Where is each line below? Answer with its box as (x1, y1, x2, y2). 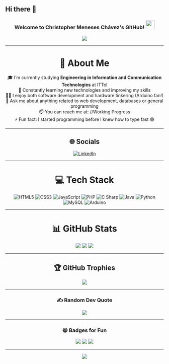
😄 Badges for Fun (62, 327, 107, 334)
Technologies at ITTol (61, 82, 108, 88)
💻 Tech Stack (55, 174, 114, 185)
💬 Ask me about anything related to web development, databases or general (6, 98, 163, 104)
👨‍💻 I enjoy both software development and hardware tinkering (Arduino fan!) (5, 92, 164, 98)
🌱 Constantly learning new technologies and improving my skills (18, 87, 151, 93)
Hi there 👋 (5, 5, 37, 14)
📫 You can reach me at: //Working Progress (38, 109, 131, 115)
